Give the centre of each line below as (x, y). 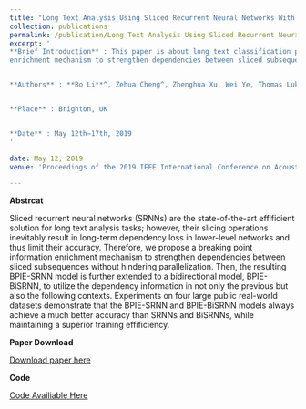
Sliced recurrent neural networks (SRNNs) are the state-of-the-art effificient (152, 219)
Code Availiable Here (49, 395)
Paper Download (41, 343)
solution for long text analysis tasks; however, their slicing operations (139, 228)
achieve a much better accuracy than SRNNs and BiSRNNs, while (132, 315)
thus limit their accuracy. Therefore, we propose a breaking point (131, 248)
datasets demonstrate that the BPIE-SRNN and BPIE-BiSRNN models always (152, 305)
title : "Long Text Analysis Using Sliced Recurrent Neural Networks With (153, 18)
